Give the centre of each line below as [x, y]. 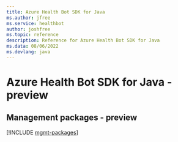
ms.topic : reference [33, 35]
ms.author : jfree [28, 18]
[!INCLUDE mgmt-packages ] [42, 132]
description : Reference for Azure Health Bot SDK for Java [83, 40]
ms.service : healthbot [35, 23]
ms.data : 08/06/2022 [33, 47]
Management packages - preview [72, 118]
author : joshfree [28, 29]
